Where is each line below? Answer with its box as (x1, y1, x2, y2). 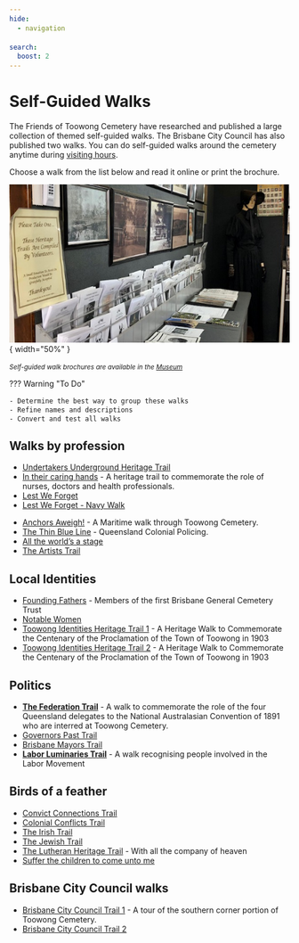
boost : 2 (17, 52, 50, 61)
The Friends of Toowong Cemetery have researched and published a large (9, 121, 282, 132)
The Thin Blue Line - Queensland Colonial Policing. (21, 527, 209, 537)
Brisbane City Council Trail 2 (21, 923, 127, 934)
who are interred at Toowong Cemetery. (21, 720, 169, 731)
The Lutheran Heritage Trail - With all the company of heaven (21, 845, 247, 856)
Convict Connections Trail (21, 808, 117, 818)
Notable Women (21, 614, 82, 625)
